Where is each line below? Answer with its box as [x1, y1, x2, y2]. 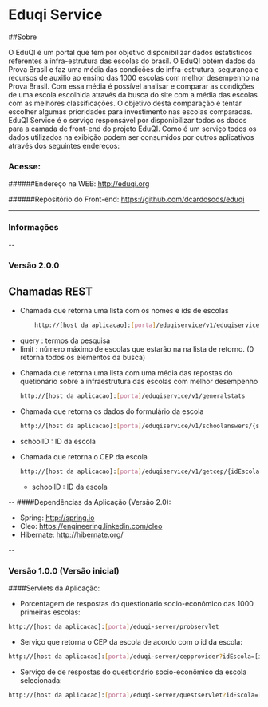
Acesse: [8, 161, 41, 172]
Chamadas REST [8, 284, 93, 298]
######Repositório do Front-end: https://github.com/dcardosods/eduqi [8, 194, 245, 205]
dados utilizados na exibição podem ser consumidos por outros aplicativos [8, 132, 254, 141]
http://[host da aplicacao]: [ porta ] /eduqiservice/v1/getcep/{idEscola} [19, 467, 263, 475]
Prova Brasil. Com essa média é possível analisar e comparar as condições [8, 81, 254, 91]
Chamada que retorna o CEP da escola [19, 451, 148, 461]
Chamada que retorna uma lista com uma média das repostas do [19, 368, 233, 378]
